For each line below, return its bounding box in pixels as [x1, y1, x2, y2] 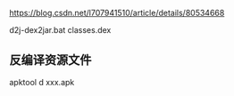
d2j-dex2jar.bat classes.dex [9, 25, 112, 35]
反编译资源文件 [9, 52, 92, 68]
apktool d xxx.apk [9, 76, 75, 87]
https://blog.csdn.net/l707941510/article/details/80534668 [9, 8, 225, 18]
